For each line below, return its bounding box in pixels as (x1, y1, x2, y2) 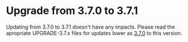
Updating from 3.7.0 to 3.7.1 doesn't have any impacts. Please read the (6, 23, 175, 30)
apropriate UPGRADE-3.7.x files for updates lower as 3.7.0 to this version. (6, 29, 183, 36)
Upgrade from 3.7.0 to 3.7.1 (6, 4, 138, 17)
